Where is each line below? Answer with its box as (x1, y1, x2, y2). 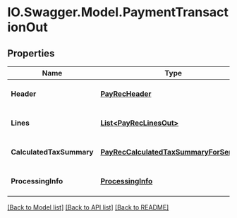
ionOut (7, 19, 48, 35)
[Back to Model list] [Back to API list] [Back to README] (7, 203, 169, 212)
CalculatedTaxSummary (11, 147, 94, 157)
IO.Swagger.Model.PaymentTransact (7, 4, 229, 20)
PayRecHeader (100, 89, 152, 99)
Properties (7, 47, 55, 59)
